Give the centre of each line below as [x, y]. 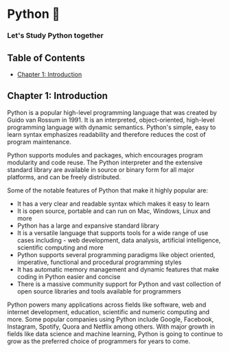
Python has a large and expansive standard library [88, 225]
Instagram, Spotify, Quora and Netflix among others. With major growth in [111, 327]
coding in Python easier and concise [69, 276]
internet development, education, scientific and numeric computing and [108, 311]
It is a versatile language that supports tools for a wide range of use [113, 232]
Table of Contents [46, 58]
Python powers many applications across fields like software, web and [107, 305]
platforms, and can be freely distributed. [64, 177]
